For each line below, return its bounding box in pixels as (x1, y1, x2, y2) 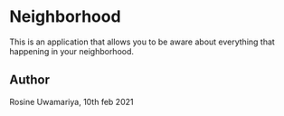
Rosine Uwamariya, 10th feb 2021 (9, 96, 134, 107)
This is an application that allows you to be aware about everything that (9, 36, 276, 47)
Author (9, 72, 50, 88)
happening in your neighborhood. (9, 45, 134, 56)
